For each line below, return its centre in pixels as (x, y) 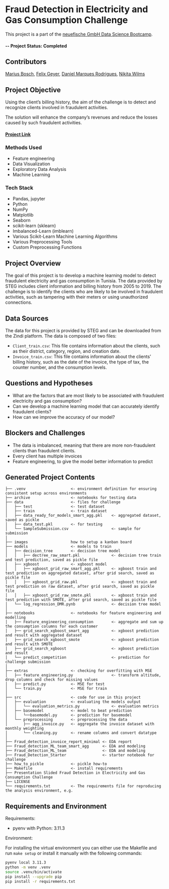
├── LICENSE (18, 782)
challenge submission (28, 662)
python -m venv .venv (28, 867)
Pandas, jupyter (29, 199)
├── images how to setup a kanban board (69, 542)
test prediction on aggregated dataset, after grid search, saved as (80, 573)
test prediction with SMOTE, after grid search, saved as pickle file (81, 600)
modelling (16, 618)
